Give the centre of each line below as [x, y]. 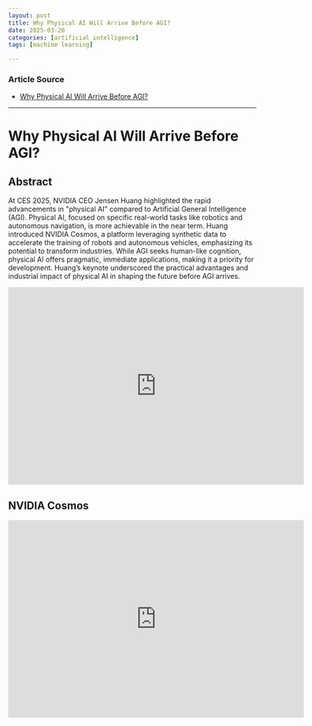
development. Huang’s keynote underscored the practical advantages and [128, 268]
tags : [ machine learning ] [50, 45]
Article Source [36, 80]
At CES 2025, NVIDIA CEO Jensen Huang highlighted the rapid [110, 201]
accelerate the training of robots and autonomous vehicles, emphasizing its [130, 243]
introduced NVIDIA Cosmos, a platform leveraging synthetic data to [117, 235]
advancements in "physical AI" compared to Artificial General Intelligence [127, 209]
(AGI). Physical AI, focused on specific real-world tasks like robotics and [125, 217]
